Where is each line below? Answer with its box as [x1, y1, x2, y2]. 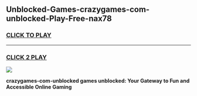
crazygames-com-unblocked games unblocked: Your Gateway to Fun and [6, 77, 190, 84]
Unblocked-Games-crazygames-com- [6, 5, 150, 15]
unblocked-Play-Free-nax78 [6, 14, 113, 24]
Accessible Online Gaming [6, 83, 72, 90]
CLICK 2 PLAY [6, 53, 47, 61]
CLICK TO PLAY [6, 31, 52, 40]
